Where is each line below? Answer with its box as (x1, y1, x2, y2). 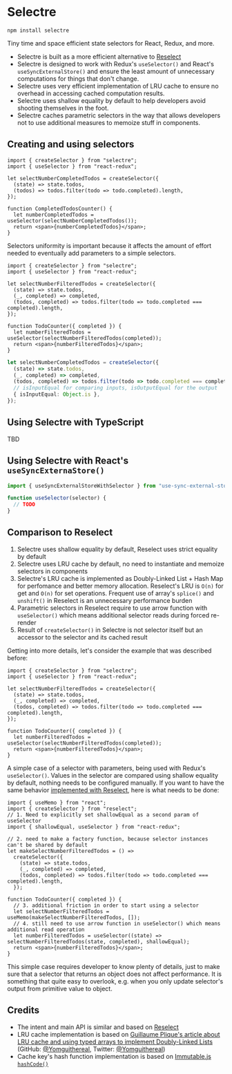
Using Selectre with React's (7, 455, 129, 467)
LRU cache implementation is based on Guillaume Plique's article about (17, 1030, 220, 1038)
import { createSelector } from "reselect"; (7, 805, 137, 812)
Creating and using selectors (7, 139, 135, 151)
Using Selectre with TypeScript (7, 416, 144, 428)
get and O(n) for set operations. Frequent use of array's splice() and (17, 588, 214, 597)
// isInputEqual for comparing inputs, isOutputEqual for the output (13, 385, 217, 392)
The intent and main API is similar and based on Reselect (17, 1023, 180, 1031)
